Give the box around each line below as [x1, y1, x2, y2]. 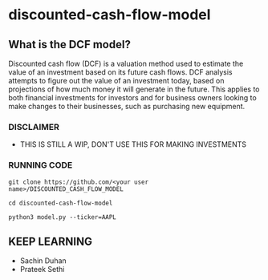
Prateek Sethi [19, 265, 65, 274]
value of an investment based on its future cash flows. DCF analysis [8, 67, 233, 77]
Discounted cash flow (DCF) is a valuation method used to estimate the [8, 59, 244, 68]
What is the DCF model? [8, 38, 131, 51]
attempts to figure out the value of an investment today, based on [8, 76, 225, 85]
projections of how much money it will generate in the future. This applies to [8, 84, 260, 94]
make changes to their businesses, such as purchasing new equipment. [8, 102, 246, 111]
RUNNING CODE [8, 160, 73, 171]
